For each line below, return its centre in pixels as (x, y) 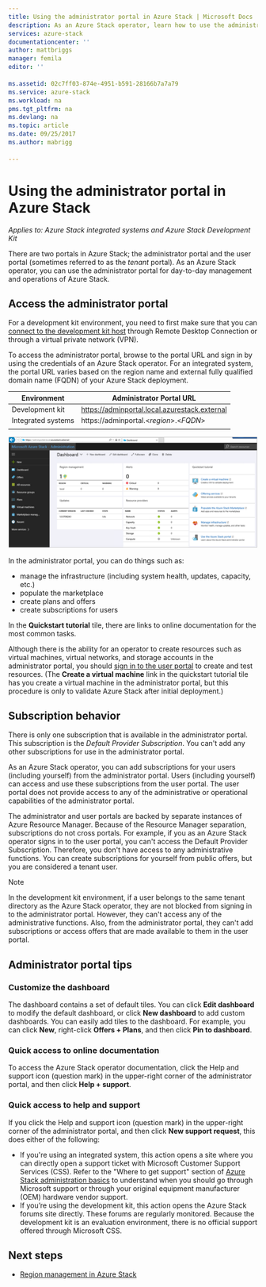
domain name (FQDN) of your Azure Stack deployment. (98, 380)
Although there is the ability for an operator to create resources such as (125, 649)
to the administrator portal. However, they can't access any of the (115, 914)
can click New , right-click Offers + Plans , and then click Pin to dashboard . (130, 1030)
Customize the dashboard (59, 987)
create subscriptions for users (69, 609)
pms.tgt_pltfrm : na (40, 109)
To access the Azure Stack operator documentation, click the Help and (123, 1068)
